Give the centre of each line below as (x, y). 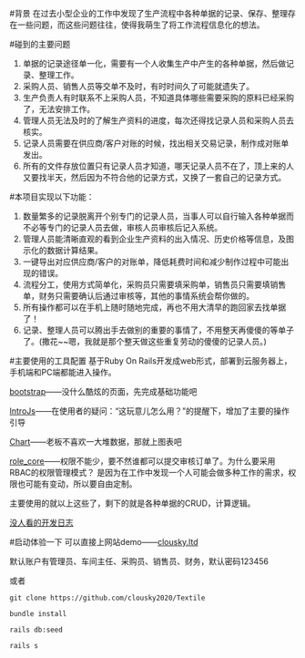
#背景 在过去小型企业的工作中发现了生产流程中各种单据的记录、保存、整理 (149, 13)
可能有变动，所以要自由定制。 (81, 484)
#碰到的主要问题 (40, 44)
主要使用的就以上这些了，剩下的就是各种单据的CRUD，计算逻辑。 (132, 503)
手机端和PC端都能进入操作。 (63, 372)
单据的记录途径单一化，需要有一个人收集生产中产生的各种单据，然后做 (154, 63)
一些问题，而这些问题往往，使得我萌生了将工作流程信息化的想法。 (141, 25)
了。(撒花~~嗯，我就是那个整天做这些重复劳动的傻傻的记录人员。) (144, 341)
